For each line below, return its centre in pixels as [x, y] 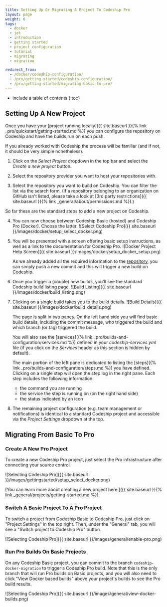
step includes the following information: [53, 378]
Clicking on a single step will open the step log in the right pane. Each [84, 373]
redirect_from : [21, 70]
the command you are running [51, 388]
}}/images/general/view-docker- [123, 594]
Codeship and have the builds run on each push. [55, 136]
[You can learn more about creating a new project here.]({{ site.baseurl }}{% [83, 490]
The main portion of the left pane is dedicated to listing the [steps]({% [84, 363]
